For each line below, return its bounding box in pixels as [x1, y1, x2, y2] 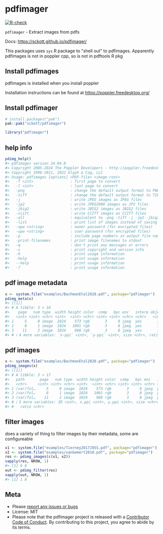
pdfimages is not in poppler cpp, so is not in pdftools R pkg [5, 53, 123, 59]
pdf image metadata [5, 279, 67, 287]
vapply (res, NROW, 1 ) [5, 459, 49, 464]
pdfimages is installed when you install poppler [5, 80, 99, 86]
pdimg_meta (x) [5, 296, 34, 301]
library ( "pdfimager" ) [5, 130, 49, 135]
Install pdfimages [5, 67, 59, 76]
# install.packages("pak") [5, 117, 60, 121]
